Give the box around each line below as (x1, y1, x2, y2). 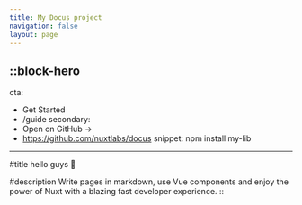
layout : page (9, 30, 58, 39)
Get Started (22, 104, 66, 115)
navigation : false (9, 22, 78, 31)
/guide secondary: (22, 114, 91, 125)
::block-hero (9, 63, 81, 78)
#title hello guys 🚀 (9, 159, 76, 170)
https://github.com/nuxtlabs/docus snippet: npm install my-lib (22, 133, 252, 144)
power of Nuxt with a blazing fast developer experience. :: (9, 186, 225, 197)
